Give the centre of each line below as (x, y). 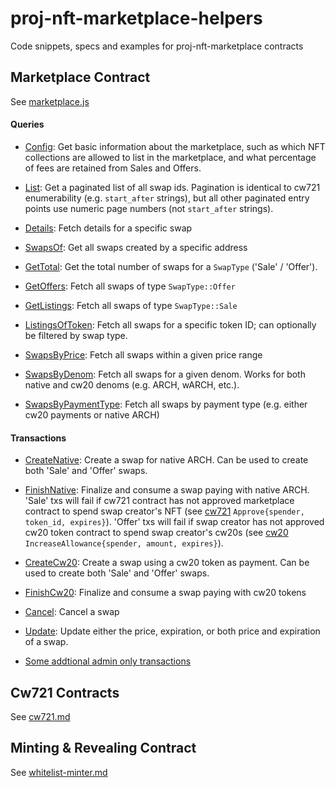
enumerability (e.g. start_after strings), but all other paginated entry (167, 198)
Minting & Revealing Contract (103, 748)
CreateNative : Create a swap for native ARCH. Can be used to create (166, 460)
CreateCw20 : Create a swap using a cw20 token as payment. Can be (167, 563)
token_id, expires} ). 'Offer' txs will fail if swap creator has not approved (174, 522)
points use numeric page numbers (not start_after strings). (149, 208)
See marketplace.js (50, 101)
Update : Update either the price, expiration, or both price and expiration (172, 631)
